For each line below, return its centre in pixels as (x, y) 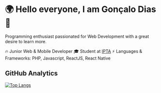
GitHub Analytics (32, 73)
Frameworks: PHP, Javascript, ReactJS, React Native (58, 58)
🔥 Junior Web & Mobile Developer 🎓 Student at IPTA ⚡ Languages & (73, 51)
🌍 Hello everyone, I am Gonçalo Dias (80, 9)
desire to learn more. (26, 41)
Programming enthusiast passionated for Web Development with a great (77, 36)
